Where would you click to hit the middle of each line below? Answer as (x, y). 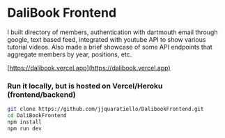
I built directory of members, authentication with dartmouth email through (113, 32)
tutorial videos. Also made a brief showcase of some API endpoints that (110, 47)
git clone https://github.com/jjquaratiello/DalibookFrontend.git (106, 109)
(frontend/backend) (42, 94)
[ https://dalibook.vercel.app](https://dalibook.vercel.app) (89, 68)
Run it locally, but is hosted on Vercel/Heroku (85, 86)
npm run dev (24, 128)
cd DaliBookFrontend (37, 116)
